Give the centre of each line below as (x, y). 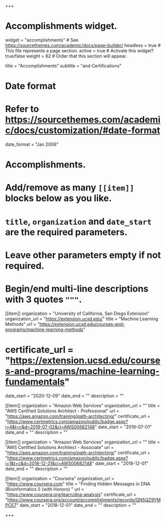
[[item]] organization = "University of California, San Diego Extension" (77, 313)
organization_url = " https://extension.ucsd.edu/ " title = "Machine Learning (82, 319)
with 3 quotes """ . (44, 299)
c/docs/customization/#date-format (83, 130)
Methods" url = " (23, 324)
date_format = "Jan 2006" (32, 144)
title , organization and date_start (78, 221)
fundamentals (35, 381)
